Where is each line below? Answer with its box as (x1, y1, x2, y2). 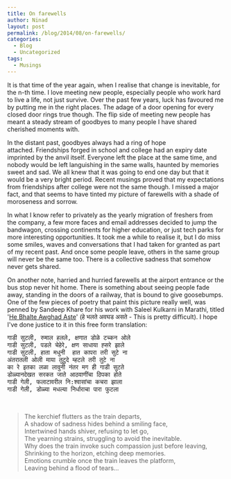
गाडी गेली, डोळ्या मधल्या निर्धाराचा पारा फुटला (7, 385, 119, 393)
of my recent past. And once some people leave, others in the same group (7, 247, 220, 256)
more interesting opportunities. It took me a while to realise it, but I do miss (7, 233, 221, 241)
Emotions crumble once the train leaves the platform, (24, 456, 176, 464)
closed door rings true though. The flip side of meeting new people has (7, 110, 211, 119)
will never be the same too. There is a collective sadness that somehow (7, 254, 212, 263)
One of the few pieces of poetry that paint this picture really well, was (7, 297, 206, 306)
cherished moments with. (7, 125, 80, 133)
